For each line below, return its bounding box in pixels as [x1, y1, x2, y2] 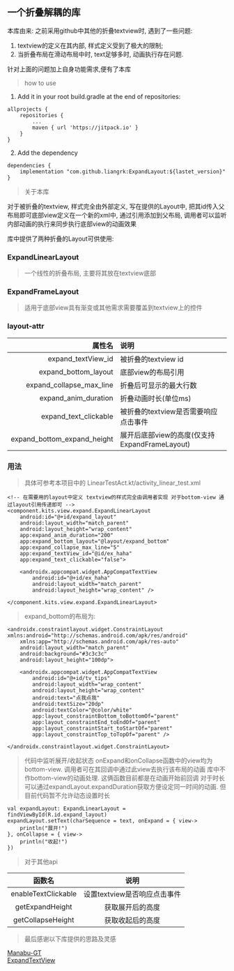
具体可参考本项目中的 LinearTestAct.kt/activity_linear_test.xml [24, 479, 201, 487]
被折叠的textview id [120, 354, 184, 364]
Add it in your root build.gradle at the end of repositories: [17, 92, 181, 100]
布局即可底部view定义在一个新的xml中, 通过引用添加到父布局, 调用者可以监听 [7, 211, 227, 219]
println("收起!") [19, 838, 68, 845]
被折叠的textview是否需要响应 [120, 407, 218, 416]
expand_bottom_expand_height [10, 434, 114, 444]
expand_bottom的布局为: [24, 612, 96, 620]
